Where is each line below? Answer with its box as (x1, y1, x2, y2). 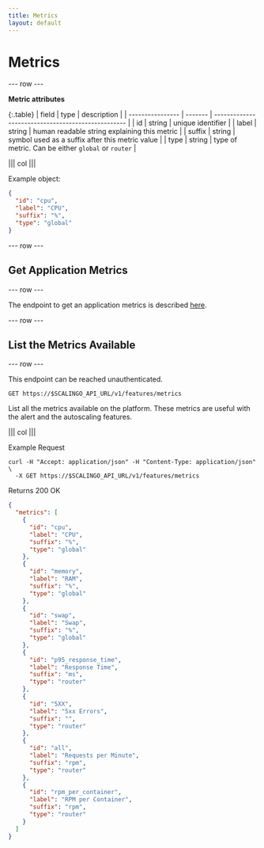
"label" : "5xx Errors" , (28, 707, 108, 715)
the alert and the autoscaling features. (8, 413, 133, 422)
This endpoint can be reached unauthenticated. (8, 375, 164, 384)
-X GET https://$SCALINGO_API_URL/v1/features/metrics (15, 472, 200, 480)
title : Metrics (8, 11, 58, 20)
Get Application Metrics (8, 264, 128, 277)
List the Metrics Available (8, 338, 136, 352)
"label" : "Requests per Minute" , (28, 751, 140, 760)
